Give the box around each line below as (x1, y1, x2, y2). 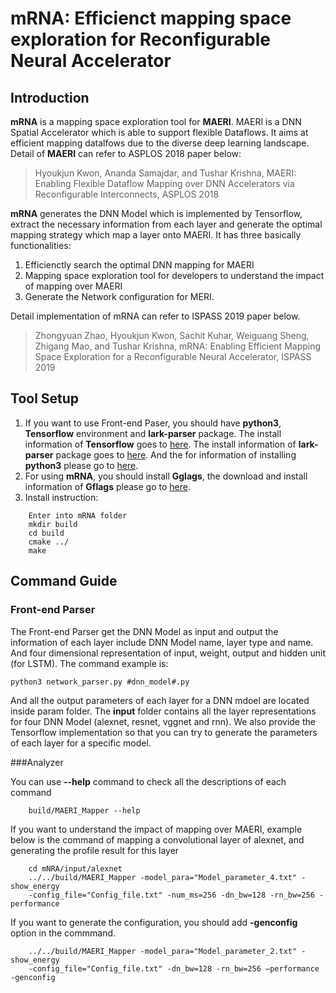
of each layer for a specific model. (10, 737, 152, 749)
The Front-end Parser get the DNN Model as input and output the (10, 625, 279, 637)
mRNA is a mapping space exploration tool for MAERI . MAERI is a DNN (10, 116, 302, 127)
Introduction (10, 89, 90, 106)
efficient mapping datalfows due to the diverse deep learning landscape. (10, 137, 310, 149)
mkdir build (28, 519, 78, 529)
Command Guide (10, 573, 118, 590)
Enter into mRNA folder (28, 510, 128, 521)
